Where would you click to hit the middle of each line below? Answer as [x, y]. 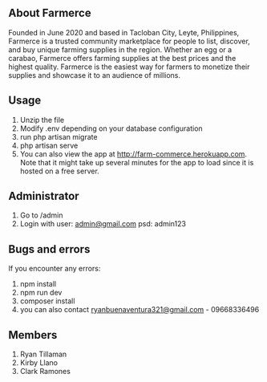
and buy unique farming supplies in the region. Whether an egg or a [120, 49]
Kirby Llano [39, 363]
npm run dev [41, 293]
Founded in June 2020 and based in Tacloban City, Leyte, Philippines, [124, 32]
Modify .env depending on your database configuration [111, 128]
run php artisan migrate [59, 136]
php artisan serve [49, 145]
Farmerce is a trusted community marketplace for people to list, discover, [129, 41]
